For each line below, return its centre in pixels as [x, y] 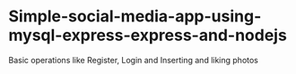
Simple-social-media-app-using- [135, 16]
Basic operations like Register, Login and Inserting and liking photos [134, 60]
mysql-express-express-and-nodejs [148, 35]
